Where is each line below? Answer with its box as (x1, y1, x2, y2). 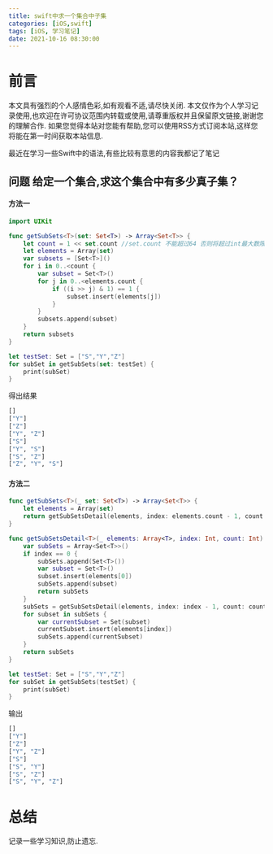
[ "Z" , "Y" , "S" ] (8, 460, 63, 468)
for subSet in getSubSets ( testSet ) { (8, 678, 136, 686)
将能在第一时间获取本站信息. (8, 131, 104, 141)
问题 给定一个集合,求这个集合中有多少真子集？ (8, 174, 239, 188)
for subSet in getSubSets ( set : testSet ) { (8, 359, 154, 368)
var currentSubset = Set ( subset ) (37, 617, 151, 626)
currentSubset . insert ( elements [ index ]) (37, 625, 173, 634)
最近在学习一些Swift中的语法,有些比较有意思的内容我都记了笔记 (8, 148, 220, 159)
